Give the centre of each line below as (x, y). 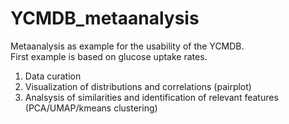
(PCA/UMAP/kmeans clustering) (91, 108)
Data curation (53, 76)
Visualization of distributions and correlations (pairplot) (138, 86)
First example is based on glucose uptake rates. (109, 56)
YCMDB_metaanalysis (105, 18)
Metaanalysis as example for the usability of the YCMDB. (127, 46)
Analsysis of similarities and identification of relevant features (151, 97)
